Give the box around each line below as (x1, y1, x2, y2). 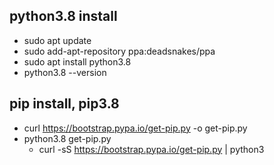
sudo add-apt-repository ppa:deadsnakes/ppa (23, 45, 216, 57)
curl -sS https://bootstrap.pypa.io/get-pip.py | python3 (38, 143, 265, 155)
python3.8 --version (23, 66, 107, 78)
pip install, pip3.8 (9, 95, 120, 113)
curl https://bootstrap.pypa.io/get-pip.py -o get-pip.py (23, 122, 248, 134)
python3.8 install (9, 8, 118, 25)
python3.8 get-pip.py (23, 132, 112, 144)
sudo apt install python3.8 (23, 55, 132, 68)
